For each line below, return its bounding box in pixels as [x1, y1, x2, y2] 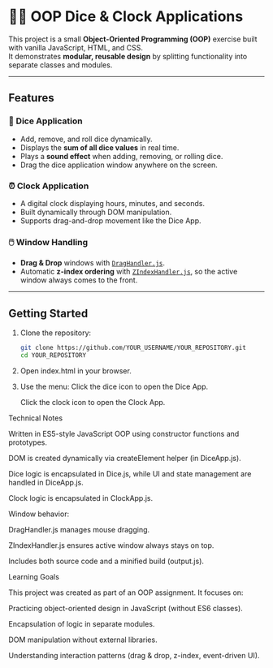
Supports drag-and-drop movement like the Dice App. [19, 215, 201, 226]
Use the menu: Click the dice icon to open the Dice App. [19, 381, 209, 391]
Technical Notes [8, 413, 63, 423]
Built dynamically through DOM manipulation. [19, 207, 172, 217]
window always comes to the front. [19, 275, 138, 285]
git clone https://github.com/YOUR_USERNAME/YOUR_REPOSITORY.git [19, 344, 246, 352]
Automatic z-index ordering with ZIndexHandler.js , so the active [19, 267, 238, 277]
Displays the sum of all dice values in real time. [19, 142, 180, 153]
